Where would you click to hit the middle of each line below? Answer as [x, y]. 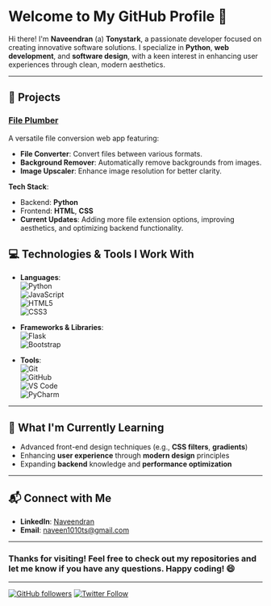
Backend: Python [49, 202]
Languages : [40, 278]
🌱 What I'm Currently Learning [86, 427]
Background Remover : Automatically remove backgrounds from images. [141, 162]
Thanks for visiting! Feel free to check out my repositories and [132, 558]
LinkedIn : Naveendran [57, 522]
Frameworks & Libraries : [62, 328]
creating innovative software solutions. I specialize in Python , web [119, 47]
